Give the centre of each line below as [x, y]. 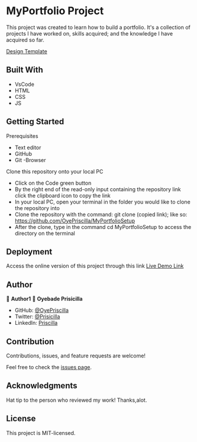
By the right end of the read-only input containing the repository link [98, 189]
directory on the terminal [45, 233]
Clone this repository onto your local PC [55, 171]
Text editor [28, 147]
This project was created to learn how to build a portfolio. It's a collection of [98, 27]
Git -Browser [30, 160]
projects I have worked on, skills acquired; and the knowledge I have [90, 33]
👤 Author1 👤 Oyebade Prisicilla [44, 299]
